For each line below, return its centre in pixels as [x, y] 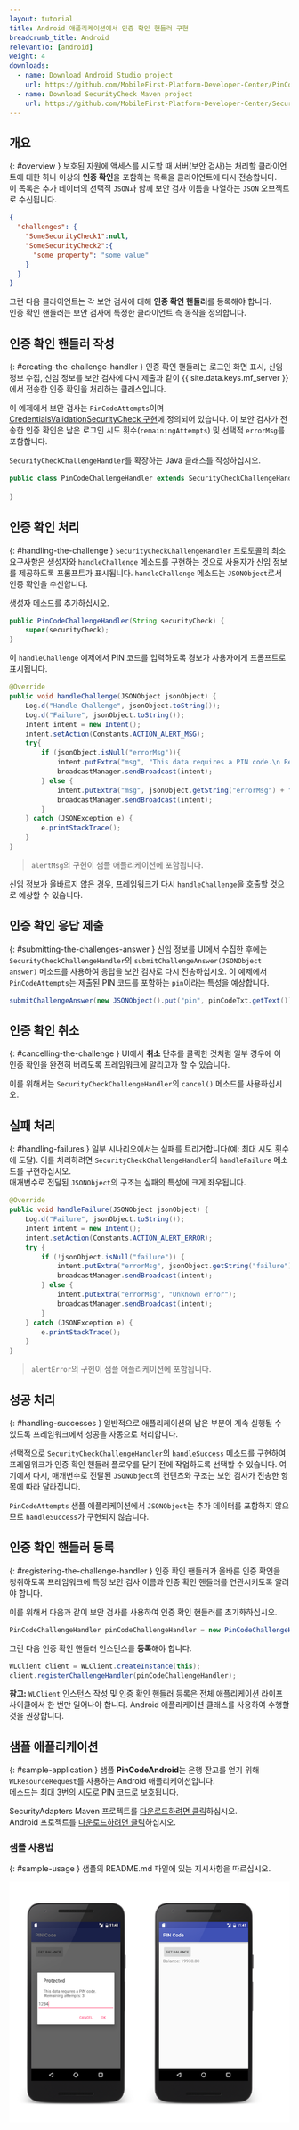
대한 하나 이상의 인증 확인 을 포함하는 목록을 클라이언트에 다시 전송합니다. [151, 177]
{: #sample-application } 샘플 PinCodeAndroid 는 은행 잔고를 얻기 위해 [134, 1770]
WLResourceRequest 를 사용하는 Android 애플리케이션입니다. [112, 1781]
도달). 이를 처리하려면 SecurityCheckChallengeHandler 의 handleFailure [145, 1160]
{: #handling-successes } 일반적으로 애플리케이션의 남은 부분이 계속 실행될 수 [145, 1423]
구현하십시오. [48, 1171]
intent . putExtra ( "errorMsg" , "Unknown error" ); [147, 1294]
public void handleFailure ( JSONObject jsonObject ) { [109, 1210]
